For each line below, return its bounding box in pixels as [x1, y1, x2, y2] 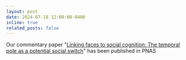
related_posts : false [6, 25, 59, 31]
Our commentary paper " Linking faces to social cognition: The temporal [6, 41, 181, 48]
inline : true [6, 19, 38, 25]
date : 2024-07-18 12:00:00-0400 [6, 14, 85, 20]
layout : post [6, 8, 38, 15]
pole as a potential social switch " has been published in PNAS [6, 48, 157, 55]
